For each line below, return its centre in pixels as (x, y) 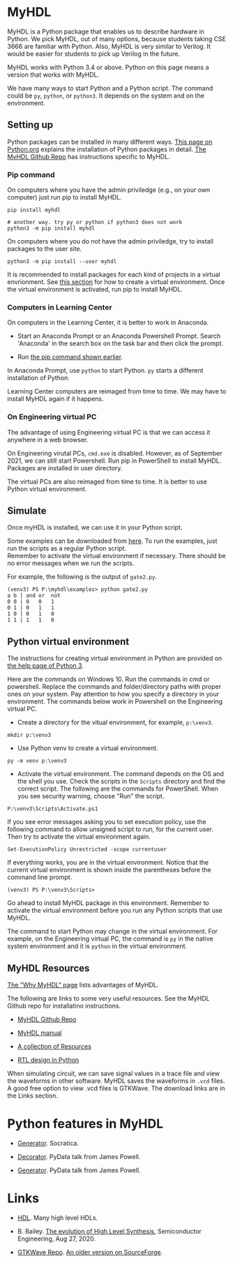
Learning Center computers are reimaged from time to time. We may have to (117, 391)
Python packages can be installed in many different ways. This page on (110, 142)
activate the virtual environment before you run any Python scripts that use (115, 911)
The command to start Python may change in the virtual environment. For (113, 932)
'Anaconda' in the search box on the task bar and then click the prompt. (120, 343)
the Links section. (32, 1096)
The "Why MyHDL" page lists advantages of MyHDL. (83, 985)
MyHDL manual (39, 1033)
